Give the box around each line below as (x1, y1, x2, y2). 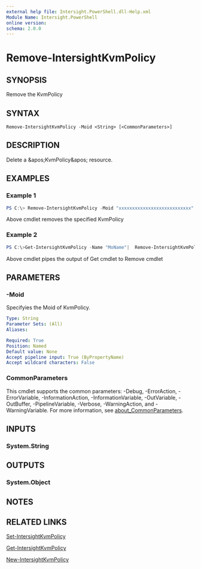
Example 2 (6, 231, 38, 239)
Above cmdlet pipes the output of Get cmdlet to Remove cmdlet (6, 255, 163, 262)
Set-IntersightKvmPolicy (6, 533, 66, 540)
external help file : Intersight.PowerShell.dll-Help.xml (6, 8, 151, 15)
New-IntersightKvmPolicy (6, 556, 69, 563)
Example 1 (6, 191, 36, 200)
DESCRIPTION (6, 140, 60, 150)
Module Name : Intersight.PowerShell (6, 14, 98, 20)
